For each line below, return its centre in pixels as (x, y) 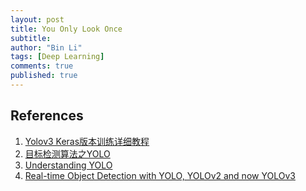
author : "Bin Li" (46, 47)
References (47, 116)
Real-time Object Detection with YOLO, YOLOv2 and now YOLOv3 (160, 175)
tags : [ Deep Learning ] (57, 57)
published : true (44, 76)
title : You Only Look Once (66, 29)
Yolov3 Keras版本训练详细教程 (87, 141)
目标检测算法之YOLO (67, 153)
